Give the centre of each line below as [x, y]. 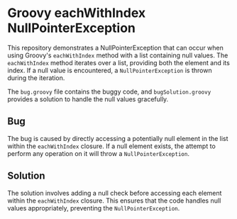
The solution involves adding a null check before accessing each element [115, 193]
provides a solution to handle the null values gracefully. [88, 99]
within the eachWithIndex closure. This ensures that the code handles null [114, 201]
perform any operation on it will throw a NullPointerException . [99, 153]
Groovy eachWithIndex [77, 13]
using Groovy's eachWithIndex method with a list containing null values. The [118, 55]
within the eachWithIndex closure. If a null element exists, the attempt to [112, 146]
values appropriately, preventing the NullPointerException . [94, 208]
